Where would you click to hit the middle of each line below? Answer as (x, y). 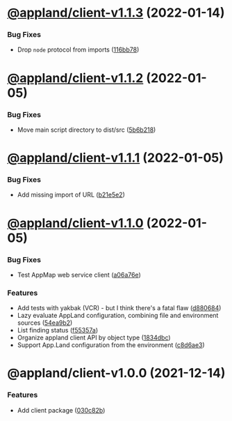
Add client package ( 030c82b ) (61, 410)
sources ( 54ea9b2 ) (45, 323)
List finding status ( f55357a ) (58, 330)
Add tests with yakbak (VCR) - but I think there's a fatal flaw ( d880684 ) (119, 308)
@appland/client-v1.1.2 (75, 78)
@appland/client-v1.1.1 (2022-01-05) (116, 158)
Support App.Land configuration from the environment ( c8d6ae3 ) (111, 345)
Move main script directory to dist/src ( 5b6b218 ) (86, 130)
